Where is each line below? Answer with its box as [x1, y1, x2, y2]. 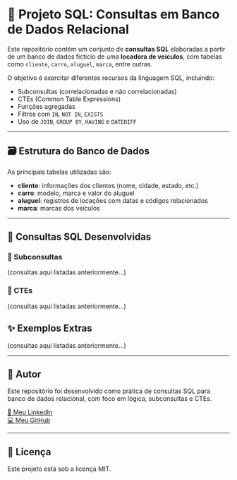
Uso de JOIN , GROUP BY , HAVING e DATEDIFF [17, 117, 137, 126]
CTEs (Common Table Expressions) [17, 95, 121, 103]
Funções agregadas [17, 102, 75, 110]
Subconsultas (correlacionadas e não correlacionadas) [17, 87, 178, 95]
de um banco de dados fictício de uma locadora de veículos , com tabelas [7, 52, 222, 61]
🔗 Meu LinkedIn [7, 408, 53, 416]
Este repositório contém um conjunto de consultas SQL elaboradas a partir [7, 45, 226, 53]
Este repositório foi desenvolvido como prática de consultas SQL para [7, 387, 210, 395]
